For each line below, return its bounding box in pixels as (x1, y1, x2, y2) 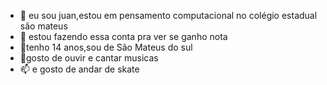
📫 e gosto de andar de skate (19, 63, 140, 75)
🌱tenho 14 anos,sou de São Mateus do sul (19, 41, 193, 53)
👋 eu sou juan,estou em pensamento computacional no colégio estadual (19, 10, 318, 21)
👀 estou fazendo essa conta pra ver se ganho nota (19, 31, 228, 42)
